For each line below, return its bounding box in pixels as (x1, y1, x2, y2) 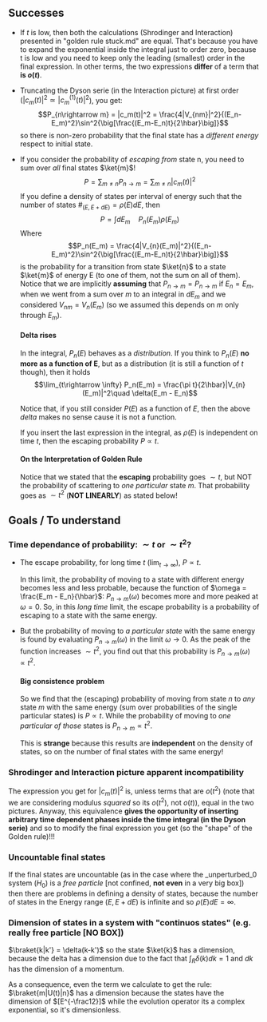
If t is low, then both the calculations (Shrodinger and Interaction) (19, 27, 234, 37)
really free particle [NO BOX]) (8, 927, 124, 938)
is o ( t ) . (19, 70, 42, 79)
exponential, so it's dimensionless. (8, 1005, 122, 1015)
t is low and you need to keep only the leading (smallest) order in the (19, 53, 245, 62)
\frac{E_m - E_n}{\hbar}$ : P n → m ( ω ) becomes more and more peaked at (19, 591, 259, 603)
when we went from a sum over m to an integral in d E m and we (19, 289, 226, 300)
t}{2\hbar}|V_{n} (192, 380, 245, 389)
